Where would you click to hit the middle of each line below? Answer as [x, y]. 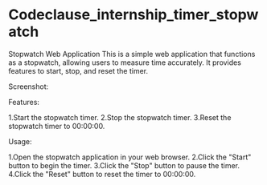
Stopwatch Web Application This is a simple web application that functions [132, 54]
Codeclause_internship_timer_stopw [133, 15]
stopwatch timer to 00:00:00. [57, 126]
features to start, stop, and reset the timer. [78, 70]
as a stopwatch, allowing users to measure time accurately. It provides [125, 62]
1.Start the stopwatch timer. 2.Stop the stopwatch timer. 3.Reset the [120, 117]
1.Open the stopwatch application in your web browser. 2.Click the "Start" [130, 157]
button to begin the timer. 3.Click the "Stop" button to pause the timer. [124, 165]
